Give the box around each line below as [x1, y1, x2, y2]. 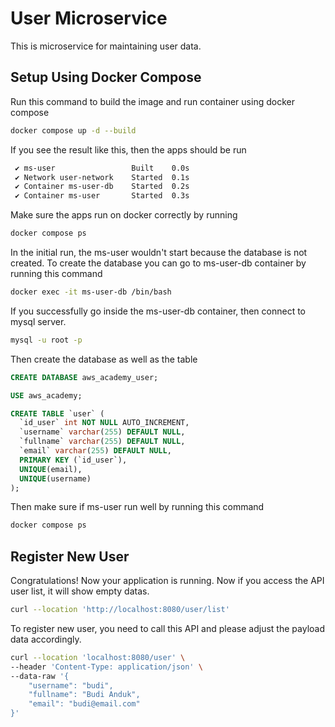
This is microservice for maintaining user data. [10, 40, 202, 52]
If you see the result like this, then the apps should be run [10, 143, 247, 156]
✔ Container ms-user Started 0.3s [14, 191, 190, 201]
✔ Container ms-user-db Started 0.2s [14, 182, 190, 192]
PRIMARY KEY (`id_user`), [19, 455, 128, 465]
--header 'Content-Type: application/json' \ [10, 662, 203, 672]
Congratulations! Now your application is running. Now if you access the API [10, 575, 325, 587]
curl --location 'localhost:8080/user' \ [10, 652, 186, 662]
